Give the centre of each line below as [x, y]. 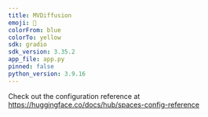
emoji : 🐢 [22, 23]
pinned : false [31, 67]
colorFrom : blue [35, 30]
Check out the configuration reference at [74, 96]
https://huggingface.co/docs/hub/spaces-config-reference [104, 104]
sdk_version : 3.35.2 [42, 52]
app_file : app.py [36, 60]
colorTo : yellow [35, 37]
